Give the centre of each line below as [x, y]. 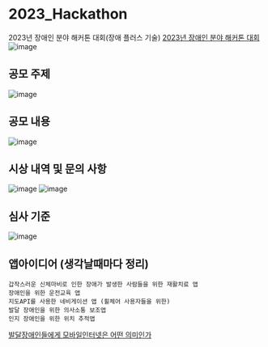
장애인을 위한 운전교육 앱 [45, 293]
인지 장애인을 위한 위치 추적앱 [52, 319]
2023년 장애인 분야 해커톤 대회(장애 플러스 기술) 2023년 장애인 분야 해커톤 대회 [134, 37]
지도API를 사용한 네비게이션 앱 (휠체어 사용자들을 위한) [89, 302]
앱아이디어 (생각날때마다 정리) [79, 264]
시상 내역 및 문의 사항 [57, 169]
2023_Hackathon [68, 14]
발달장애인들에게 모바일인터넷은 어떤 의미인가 [80, 335]
